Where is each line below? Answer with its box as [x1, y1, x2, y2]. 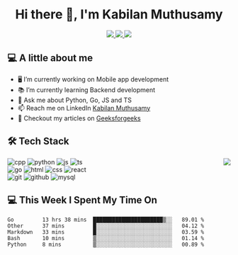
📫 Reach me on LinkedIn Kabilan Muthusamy [17, 103, 151, 112]
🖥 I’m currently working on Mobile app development [17, 74, 169, 84]
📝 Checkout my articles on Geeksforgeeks [17, 113, 141, 123]
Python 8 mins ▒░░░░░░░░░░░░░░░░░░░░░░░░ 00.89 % [7, 241, 204, 249]
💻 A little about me [7, 52, 93, 64]
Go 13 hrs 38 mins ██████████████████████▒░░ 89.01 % [7, 216, 204, 224]
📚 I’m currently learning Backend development [17, 85, 156, 94]
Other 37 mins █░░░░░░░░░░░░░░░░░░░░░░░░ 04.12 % [7, 222, 204, 229]
